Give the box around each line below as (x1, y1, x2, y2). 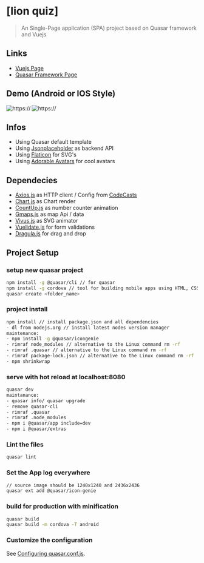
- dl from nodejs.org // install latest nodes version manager (6, 325, 170, 331)
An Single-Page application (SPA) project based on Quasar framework (21, 24, 197, 32)
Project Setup (6, 248, 59, 258)
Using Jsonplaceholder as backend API (15, 144, 114, 152)
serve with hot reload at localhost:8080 (6, 373, 126, 381)
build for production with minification (6, 502, 118, 511)
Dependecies (6, 175, 58, 186)
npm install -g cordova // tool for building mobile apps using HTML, (6, 285, 189, 291)
